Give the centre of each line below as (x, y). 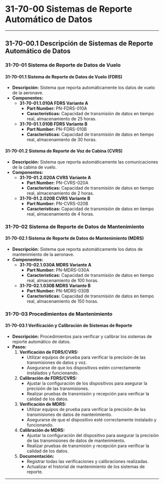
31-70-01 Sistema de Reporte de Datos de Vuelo (63, 65)
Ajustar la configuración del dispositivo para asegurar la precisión (93, 435)
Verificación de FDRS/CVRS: (49, 352)
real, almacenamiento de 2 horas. (60, 193)
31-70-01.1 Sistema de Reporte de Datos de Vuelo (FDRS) (64, 76)
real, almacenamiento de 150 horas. (62, 301)
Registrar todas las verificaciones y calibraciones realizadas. (88, 461)
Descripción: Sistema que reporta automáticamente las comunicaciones (85, 162)
